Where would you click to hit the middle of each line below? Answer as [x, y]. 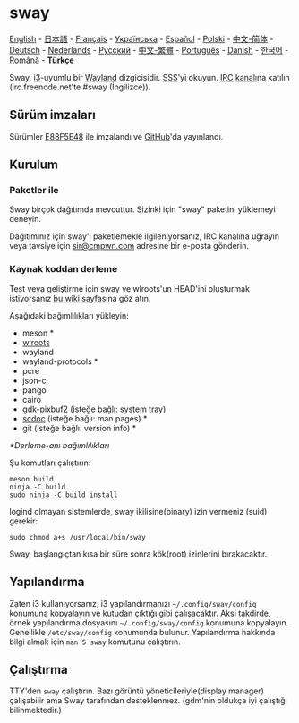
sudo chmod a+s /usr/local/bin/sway [77, 537]
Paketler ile [34, 191]
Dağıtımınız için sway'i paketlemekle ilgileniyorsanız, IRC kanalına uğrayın [145, 236]
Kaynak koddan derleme [64, 269]
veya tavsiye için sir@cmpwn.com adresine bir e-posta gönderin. [129, 246]
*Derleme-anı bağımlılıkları [60, 445]
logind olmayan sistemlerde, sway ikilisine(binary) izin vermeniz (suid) [138, 511]
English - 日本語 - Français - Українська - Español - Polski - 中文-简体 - [141, 38]
